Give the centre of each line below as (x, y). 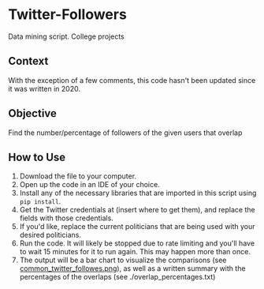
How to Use (37, 157)
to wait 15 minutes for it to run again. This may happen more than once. (135, 252)
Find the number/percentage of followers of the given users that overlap (125, 133)
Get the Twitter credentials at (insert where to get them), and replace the (137, 210)
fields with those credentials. (67, 218)
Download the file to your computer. (78, 176)
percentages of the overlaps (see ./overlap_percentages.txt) (117, 277)
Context (28, 61)
